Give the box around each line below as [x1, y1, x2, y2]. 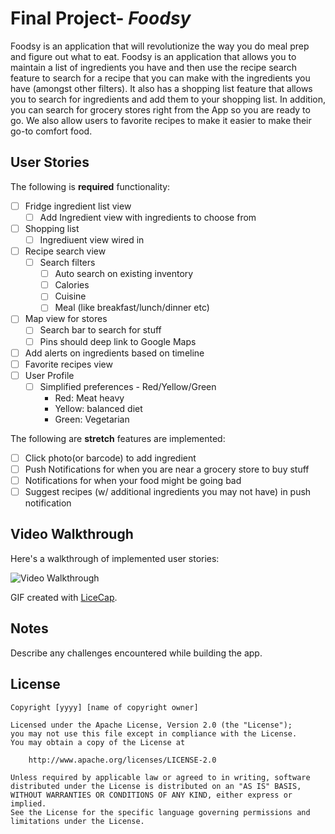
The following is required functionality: [10, 180, 171, 192]
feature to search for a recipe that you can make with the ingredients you [10, 72, 311, 84]
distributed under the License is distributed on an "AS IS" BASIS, [10, 781, 302, 791]
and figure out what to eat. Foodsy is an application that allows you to [10, 50, 297, 62]
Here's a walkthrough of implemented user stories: [10, 552, 220, 564]
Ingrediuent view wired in [39, 233, 145, 246]
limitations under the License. [10, 816, 145, 826]
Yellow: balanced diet [54, 402, 143, 414]
